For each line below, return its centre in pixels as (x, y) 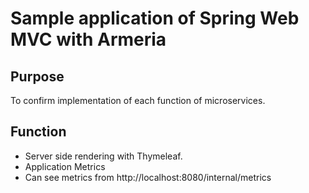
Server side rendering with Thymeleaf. (103, 156)
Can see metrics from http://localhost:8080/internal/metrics (148, 177)
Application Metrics (65, 166)
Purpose (37, 76)
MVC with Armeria (88, 39)
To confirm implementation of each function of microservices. (138, 100)
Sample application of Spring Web (155, 18)
